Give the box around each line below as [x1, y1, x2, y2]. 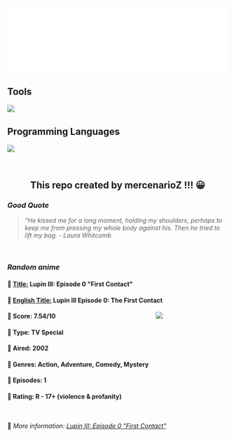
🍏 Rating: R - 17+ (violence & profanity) [7, 392, 122, 401]
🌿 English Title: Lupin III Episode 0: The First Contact [7, 296, 163, 304]
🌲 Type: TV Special [7, 328, 64, 337]
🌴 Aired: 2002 [7, 344, 49, 353]
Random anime [7, 262, 60, 272]
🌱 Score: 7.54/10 [7, 312, 56, 320]
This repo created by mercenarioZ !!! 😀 [30, 179, 205, 191]
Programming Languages [7, 126, 121, 138]
